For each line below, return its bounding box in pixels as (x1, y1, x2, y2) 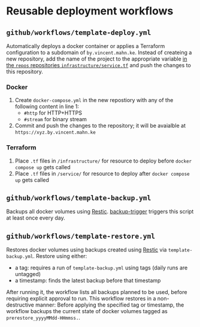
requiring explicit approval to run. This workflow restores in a (6, 295, 156, 302)
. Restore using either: (32, 253, 87, 260)
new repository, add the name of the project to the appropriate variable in (6, 55, 187, 62)
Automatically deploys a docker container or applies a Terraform (6, 43, 165, 49)
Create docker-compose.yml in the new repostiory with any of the (14, 97, 174, 104)
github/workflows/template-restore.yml (6, 232, 156, 241)
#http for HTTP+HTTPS (23, 109, 83, 116)
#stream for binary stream (23, 116, 87, 123)
